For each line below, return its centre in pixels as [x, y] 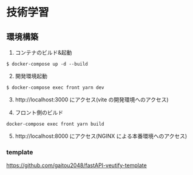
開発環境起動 [31, 76]
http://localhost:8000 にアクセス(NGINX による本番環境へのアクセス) [101, 136]
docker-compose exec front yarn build [55, 124]
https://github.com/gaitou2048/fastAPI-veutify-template [76, 165]
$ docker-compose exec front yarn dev [55, 87]
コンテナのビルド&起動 [43, 53]
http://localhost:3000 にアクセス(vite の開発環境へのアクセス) [92, 100]
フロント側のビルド [39, 112]
